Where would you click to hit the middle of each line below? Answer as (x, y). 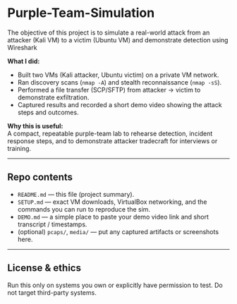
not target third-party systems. (52, 292)
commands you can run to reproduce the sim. (84, 209)
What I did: (24, 61)
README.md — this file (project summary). (76, 194)
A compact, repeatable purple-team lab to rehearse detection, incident (110, 133)
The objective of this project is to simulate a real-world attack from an (109, 32)
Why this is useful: (35, 126)
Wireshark (22, 47)
